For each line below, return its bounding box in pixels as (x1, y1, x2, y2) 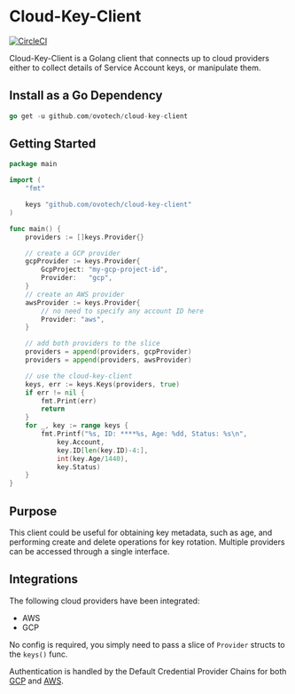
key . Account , (56, 437, 105, 446)
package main (9, 160, 58, 169)
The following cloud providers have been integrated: (9, 595, 200, 606)
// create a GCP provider (25, 249, 121, 258)
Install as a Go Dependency (9, 88, 163, 103)
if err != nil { (25, 388, 86, 397)
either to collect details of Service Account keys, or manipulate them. (9, 62, 261, 73)
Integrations (9, 571, 78, 587)
